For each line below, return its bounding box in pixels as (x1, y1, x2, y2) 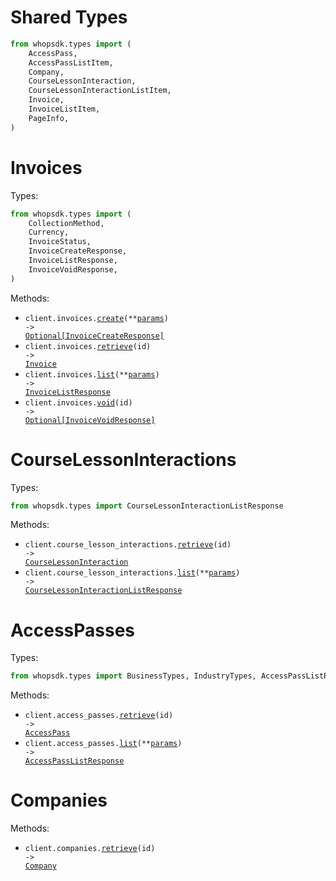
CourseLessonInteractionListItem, (28, 86, 172, 96)
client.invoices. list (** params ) (24, 369, 160, 380)
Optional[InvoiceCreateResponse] (24, 331, 165, 341)
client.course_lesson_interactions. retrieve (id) (24, 540, 232, 550)
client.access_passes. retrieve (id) (24, 711, 174, 721)
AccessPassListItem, (28, 57, 114, 68)
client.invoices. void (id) (24, 397, 133, 408)
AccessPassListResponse (24, 756, 125, 766)
